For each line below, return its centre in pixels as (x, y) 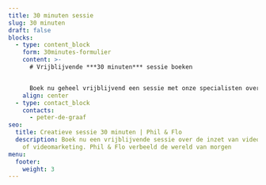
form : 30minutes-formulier (67, 52)
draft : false (30, 30)
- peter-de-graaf (58, 118)
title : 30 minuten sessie (51, 15)
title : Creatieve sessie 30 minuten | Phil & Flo (99, 132)
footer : (28, 162)
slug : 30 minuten (37, 23)
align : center (46, 96)
